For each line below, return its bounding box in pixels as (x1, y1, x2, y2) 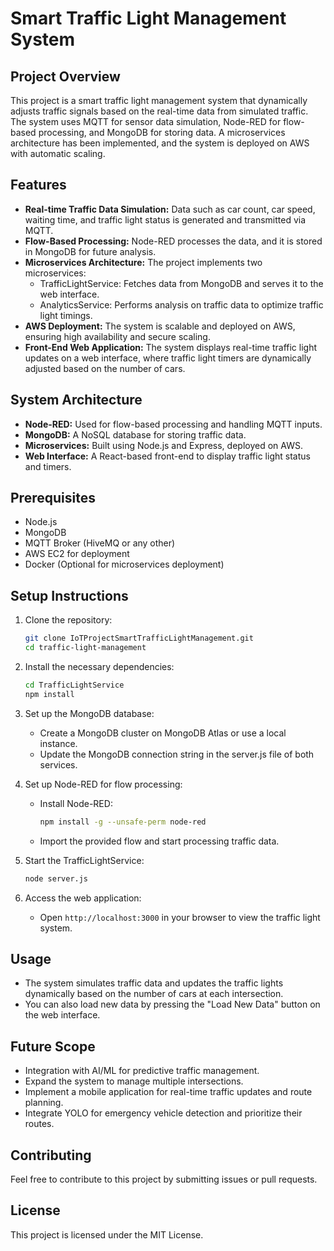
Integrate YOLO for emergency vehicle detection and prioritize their (24, 1107, 303, 1119)
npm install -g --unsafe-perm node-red (39, 817, 207, 827)
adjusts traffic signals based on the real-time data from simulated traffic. (10, 105, 309, 117)
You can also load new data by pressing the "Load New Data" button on (24, 998, 321, 1011)
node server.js (24, 873, 89, 884)
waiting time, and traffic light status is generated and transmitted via (24, 213, 307, 226)
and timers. (24, 460, 72, 472)
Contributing (10, 1147, 92, 1164)
